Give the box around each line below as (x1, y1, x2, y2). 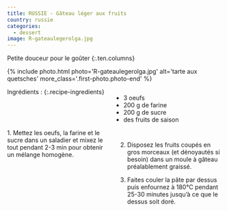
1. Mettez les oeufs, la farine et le (7, 129, 101, 137)
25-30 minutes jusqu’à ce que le (127, 191, 219, 199)
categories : (7, 23, 41, 29)
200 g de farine (123, 101, 168, 109)
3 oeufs (123, 94, 145, 102)
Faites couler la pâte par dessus (127, 175, 217, 184)
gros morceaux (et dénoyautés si (127, 148, 220, 156)
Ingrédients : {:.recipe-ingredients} (7, 88, 105, 96)
